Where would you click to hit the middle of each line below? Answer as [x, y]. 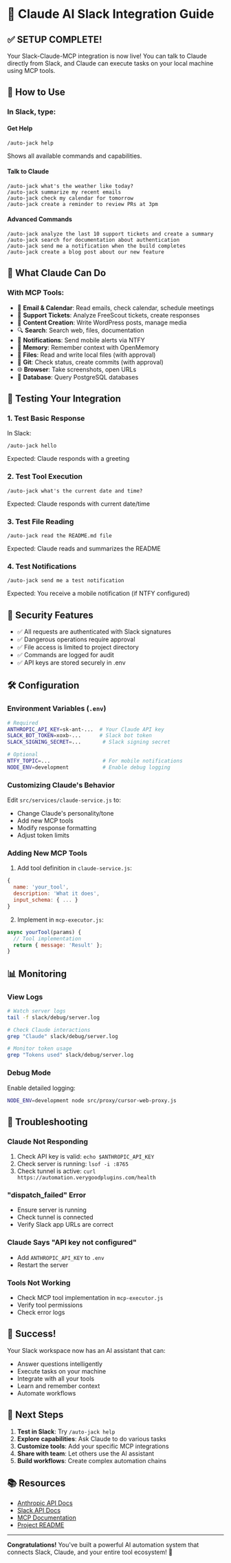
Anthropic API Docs [45, 1503]
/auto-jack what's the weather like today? [70, 186]
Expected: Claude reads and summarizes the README [84, 548]
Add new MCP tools [45, 821]
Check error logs [41, 1312]
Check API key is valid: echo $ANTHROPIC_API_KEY [86, 1157]
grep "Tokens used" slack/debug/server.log [70, 1055]
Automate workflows [46, 1393]
